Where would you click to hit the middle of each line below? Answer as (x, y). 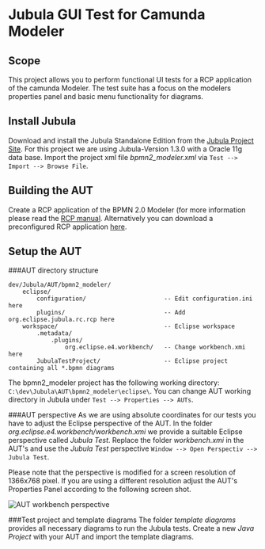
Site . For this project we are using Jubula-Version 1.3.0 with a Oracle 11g (125, 149)
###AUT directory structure (53, 270)
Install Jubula (42, 122)
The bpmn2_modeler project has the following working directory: (114, 383)
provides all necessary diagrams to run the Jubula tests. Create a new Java (131, 528)
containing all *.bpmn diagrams (61, 368)
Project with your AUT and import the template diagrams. (101, 537)
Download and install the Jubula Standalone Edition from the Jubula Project (131, 140)
